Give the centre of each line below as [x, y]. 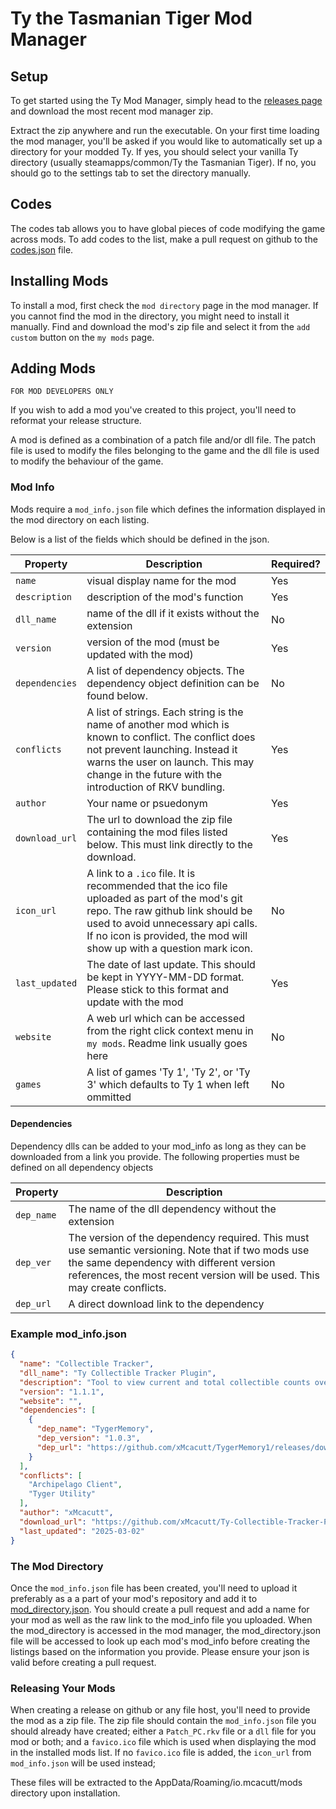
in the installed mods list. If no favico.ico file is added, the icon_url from [161, 1753]
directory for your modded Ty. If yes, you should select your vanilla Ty [154, 151]
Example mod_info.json [68, 1334]
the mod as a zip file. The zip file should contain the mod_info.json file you [163, 1721]
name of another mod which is [158, 724]
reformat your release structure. [76, 421]
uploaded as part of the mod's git [164, 898]
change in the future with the [154, 774]
